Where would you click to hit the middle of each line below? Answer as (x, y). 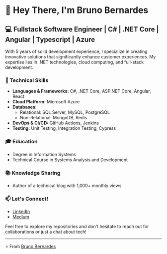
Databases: (25, 107)
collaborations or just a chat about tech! (46, 232)
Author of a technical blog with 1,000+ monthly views (67, 185)
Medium (21, 217)
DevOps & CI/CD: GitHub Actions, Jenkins (56, 123)
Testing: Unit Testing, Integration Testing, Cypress (64, 128)
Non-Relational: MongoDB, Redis (53, 118)
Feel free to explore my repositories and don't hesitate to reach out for (77, 227)
